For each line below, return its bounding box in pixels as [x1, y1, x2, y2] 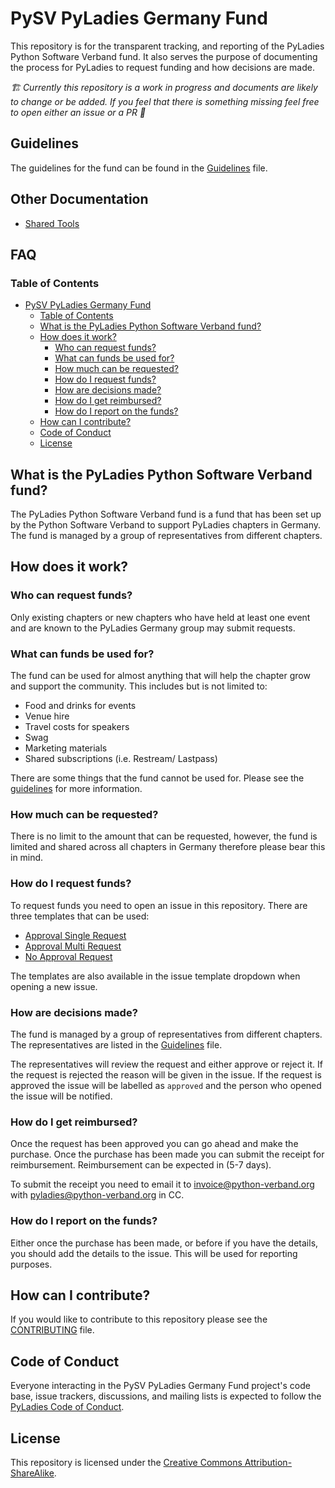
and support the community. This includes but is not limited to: [10, 680, 268, 692]
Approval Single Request [24, 929, 127, 941]
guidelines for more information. [10, 783, 143, 795]
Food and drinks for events [24, 700, 137, 712]
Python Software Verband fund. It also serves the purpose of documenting [10, 50, 318, 62]
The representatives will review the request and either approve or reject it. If [10, 1058, 323, 1070]
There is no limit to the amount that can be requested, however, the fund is [10, 830, 318, 842]
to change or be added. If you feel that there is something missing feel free [10, 95, 320, 107]
